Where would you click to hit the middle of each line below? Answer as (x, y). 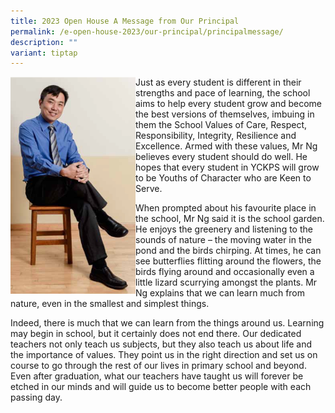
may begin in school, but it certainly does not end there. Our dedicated (156, 334)
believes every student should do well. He (221, 157)
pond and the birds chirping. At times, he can (228, 251)
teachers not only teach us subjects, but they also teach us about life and (161, 344)
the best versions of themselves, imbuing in (225, 114)
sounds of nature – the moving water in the (223, 240)
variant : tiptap (44, 53)
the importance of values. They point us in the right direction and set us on (164, 355)
